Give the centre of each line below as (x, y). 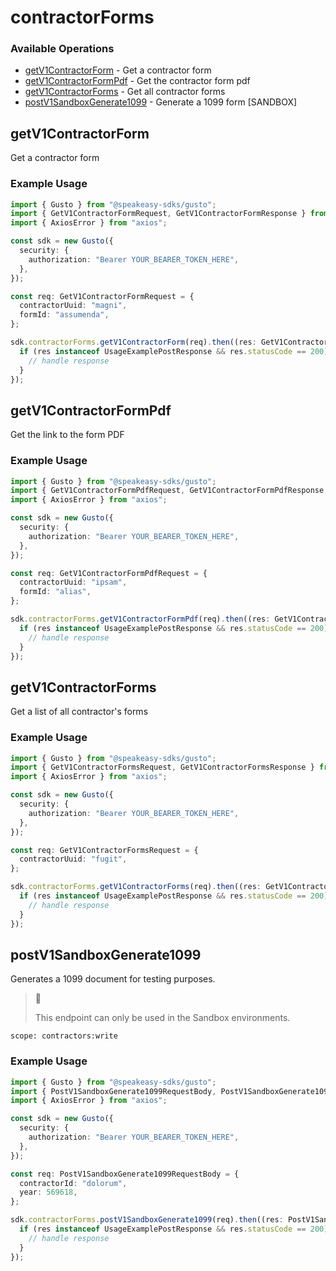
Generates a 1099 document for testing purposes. (113, 979)
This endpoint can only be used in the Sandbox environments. (162, 1018)
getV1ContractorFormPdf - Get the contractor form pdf (137, 81)
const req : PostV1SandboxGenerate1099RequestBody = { (125, 1174)
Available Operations (62, 49)
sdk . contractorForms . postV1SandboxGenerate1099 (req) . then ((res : (147, 1220)
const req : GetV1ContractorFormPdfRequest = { (109, 573)
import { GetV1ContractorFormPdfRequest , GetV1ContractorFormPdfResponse (167, 491)
